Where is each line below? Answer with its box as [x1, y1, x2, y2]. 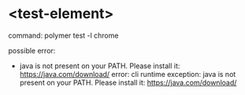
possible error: [8, 46, 56, 55]
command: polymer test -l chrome [8, 31, 119, 40]
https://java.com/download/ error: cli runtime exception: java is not [19, 69, 236, 79]
